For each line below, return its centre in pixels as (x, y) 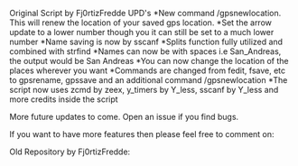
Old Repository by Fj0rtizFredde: (70, 152)
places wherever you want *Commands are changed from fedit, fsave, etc (148, 70)
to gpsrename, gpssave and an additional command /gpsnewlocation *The (149, 80)
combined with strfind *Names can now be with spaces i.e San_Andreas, (145, 51)
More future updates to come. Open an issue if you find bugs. (124, 117)
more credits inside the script (64, 99)
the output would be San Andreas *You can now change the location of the (149, 61)
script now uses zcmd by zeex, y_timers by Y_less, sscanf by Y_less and (144, 90)
